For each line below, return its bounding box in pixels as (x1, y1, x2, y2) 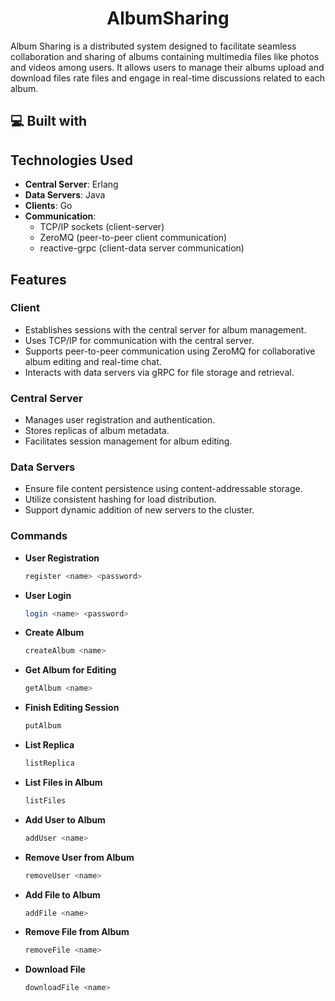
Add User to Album (24, 813, 106, 826)
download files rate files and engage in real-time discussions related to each (10, 72, 326, 84)
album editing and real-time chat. (24, 355, 162, 367)
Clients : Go (24, 200, 73, 212)
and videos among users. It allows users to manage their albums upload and (10, 61, 325, 73)
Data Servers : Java (24, 189, 106, 201)
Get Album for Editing (24, 664, 117, 676)
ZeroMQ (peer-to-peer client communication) (39, 232, 228, 244)
